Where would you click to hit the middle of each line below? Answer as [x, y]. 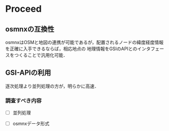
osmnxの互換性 [30, 29]
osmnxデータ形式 [31, 124]
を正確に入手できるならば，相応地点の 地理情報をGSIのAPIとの [71, 49]
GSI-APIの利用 [28, 73]
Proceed [23, 9]
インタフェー [151, 49]
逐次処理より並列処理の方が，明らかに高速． [52, 86]
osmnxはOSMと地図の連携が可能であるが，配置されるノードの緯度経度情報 [84, 42]
